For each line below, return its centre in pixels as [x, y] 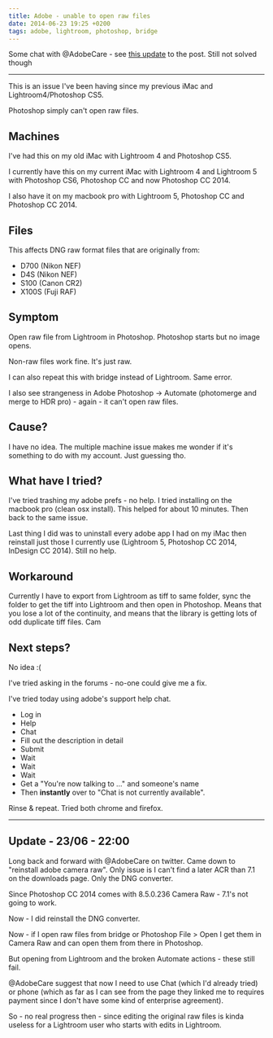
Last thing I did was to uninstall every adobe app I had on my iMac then [128, 533]
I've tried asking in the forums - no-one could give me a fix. [108, 683]
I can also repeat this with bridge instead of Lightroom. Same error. [121, 377]
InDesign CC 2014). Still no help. [63, 551]
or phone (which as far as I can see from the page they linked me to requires [136, 992]
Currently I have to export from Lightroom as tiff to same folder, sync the [130, 596]
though [20, 63]
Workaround [41, 576]
